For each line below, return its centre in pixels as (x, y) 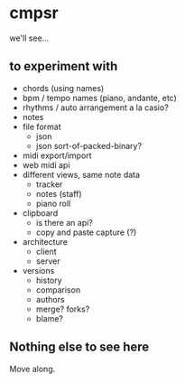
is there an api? (64, 222)
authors (50, 299)
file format (42, 126)
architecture (45, 241)
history (49, 280)
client (46, 251)
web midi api (46, 164)
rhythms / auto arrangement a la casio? (95, 107)
